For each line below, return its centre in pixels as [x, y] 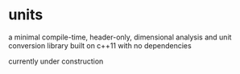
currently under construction [56, 61]
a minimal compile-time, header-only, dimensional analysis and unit [120, 37]
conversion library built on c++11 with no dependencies [100, 45]
